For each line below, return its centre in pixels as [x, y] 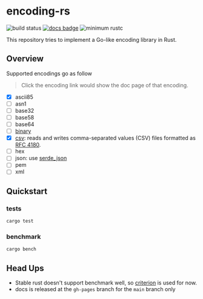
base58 [25, 117]
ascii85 [24, 97]
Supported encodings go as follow [49, 73]
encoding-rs [38, 11]
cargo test [20, 221]
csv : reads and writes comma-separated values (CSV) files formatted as [105, 138]
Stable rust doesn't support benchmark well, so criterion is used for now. [106, 283]
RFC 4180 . [28, 145]
